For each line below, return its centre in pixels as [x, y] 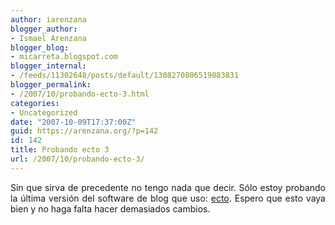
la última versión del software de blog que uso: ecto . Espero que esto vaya [168, 198]
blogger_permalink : [51, 85]
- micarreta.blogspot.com [64, 57]
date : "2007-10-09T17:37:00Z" [73, 122]
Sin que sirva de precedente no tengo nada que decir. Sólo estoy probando [168, 187]
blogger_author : [44, 29]
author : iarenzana [48, 19]
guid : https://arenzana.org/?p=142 [84, 131]
